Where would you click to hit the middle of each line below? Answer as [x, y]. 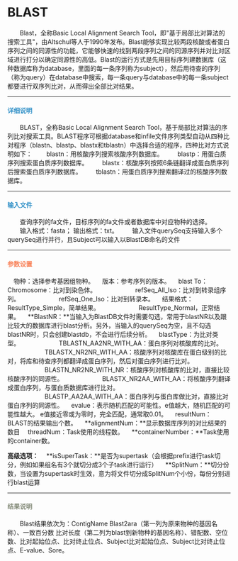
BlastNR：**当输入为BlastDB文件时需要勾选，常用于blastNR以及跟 [130, 316]
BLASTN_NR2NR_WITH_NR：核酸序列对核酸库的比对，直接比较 [137, 370]
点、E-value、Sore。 [38, 550]
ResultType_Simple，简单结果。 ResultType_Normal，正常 [111, 307]
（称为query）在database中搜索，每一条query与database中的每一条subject [118, 77]
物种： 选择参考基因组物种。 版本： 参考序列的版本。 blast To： [110, 281]
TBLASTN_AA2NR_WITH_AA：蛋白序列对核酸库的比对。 [141, 343]
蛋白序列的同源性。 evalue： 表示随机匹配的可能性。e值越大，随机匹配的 [116, 405]
